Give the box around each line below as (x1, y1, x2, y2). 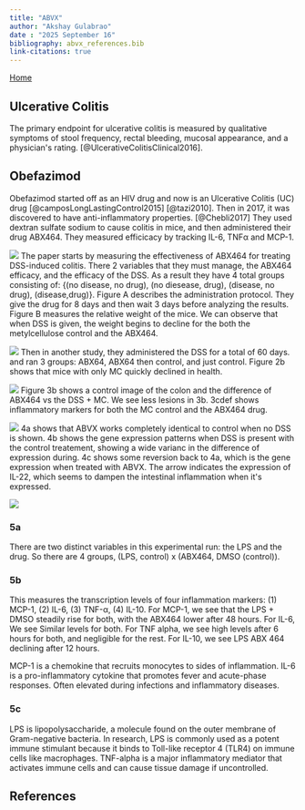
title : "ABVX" (9, 13, 64, 23)
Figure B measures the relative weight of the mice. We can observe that (9, 308, 279, 319)
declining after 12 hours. (9, 643, 100, 654)
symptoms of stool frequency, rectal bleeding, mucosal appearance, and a (9, 132, 289, 143)
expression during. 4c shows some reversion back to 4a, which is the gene (9, 452, 291, 463)
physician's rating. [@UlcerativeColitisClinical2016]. (9, 142, 203, 153)
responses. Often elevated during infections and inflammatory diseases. (9, 680, 280, 691)
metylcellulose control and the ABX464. (9, 327, 158, 338)
